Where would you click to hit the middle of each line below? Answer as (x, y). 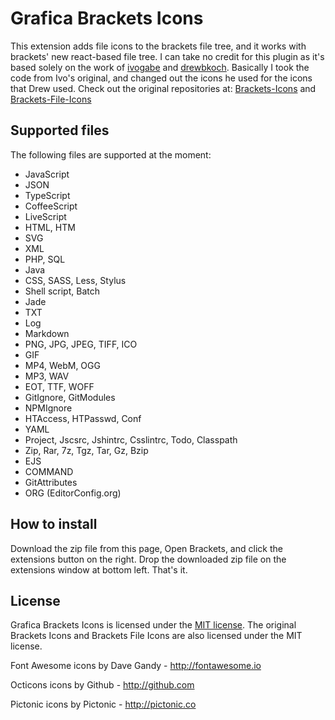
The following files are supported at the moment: (111, 154)
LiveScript (45, 216)
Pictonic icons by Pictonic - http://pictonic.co (103, 704)
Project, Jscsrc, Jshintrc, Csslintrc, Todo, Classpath (131, 439)
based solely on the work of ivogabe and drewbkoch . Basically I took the (160, 67)
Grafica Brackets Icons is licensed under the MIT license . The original (153, 625)
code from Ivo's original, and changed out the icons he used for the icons (161, 78)
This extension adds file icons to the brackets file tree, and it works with (158, 46)
